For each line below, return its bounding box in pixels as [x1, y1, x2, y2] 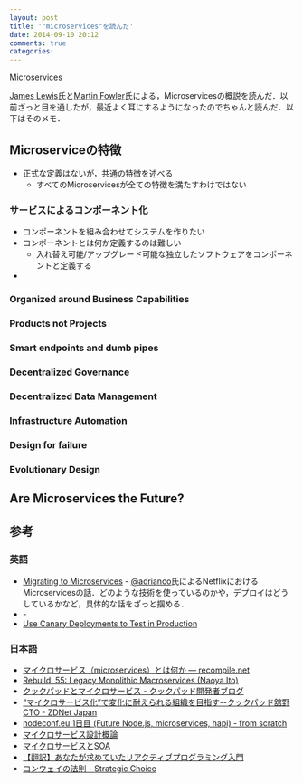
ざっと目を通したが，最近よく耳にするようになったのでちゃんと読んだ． [16, 101, 287, 113]
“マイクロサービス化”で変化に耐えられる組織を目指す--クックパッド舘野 [22, 696, 291, 707]
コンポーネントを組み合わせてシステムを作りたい [22, 226, 205, 237]
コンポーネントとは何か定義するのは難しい [22, 237, 182, 249]
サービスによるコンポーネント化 [9, 204, 148, 216]
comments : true [9, 38, 67, 48]
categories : [9, 47, 54, 56]
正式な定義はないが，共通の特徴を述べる [22, 167, 174, 178]
